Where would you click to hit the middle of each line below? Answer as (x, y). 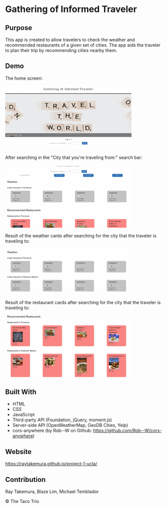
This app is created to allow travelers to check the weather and (70, 40)
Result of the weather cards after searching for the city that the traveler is (81, 235)
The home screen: (24, 78)
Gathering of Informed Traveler (71, 9)
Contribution (25, 479)
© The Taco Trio (22, 501)
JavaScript (23, 415)
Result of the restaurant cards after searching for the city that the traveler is (83, 303)
